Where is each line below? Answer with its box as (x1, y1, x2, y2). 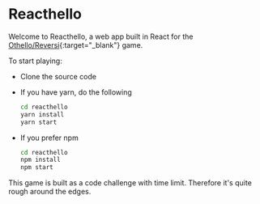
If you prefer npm (19, 133, 79, 142)
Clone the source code (19, 71, 97, 81)
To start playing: (8, 56, 62, 66)
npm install (19, 155, 61, 164)
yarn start (19, 118, 58, 126)
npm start (19, 164, 54, 172)
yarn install (19, 110, 65, 118)
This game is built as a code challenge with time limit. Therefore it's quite (8, 178, 253, 188)
